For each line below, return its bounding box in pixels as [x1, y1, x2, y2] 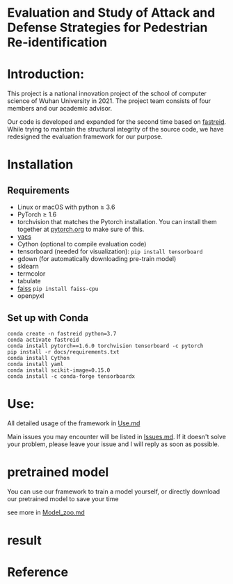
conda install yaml [7, 361, 64, 368]
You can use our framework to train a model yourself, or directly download [7, 487, 220, 496]
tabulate [17, 277, 42, 285]
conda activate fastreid [7, 336, 79, 343]
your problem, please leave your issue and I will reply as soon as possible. [7, 440, 220, 448]
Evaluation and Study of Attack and [7, 5, 216, 21]
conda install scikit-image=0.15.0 [7, 367, 111, 374]
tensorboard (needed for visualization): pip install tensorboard [17, 247, 203, 255]
